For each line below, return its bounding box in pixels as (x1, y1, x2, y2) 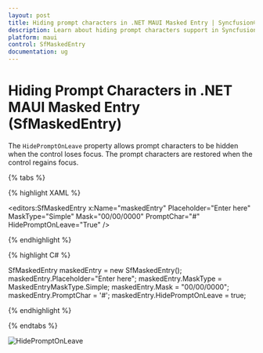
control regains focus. (8, 158, 79, 167)
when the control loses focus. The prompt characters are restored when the (8, 149, 253, 158)
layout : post (8, 11, 51, 20)
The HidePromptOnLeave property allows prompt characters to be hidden (8, 140, 239, 150)
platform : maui (8, 33, 58, 42)
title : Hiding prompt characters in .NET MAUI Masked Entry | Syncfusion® (8, 19, 258, 27)
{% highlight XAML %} (8, 187, 81, 197)
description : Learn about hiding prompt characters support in (8, 26, 219, 34)
